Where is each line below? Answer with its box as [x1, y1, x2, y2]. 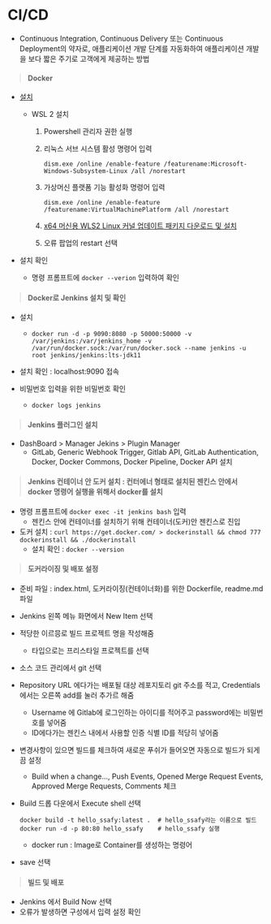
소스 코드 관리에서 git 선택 [19, 663, 102, 672]
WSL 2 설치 [31, 110, 70, 119]
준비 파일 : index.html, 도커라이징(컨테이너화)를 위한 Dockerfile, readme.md [19, 583, 264, 594]
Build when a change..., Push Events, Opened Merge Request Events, [31, 771, 264, 781]
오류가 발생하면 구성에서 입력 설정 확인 [19, 907, 141, 917]
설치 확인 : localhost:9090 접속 [19, 367, 119, 377]
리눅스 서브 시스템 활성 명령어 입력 [43, 144, 153, 153]
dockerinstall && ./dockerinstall [19, 536, 136, 544]
